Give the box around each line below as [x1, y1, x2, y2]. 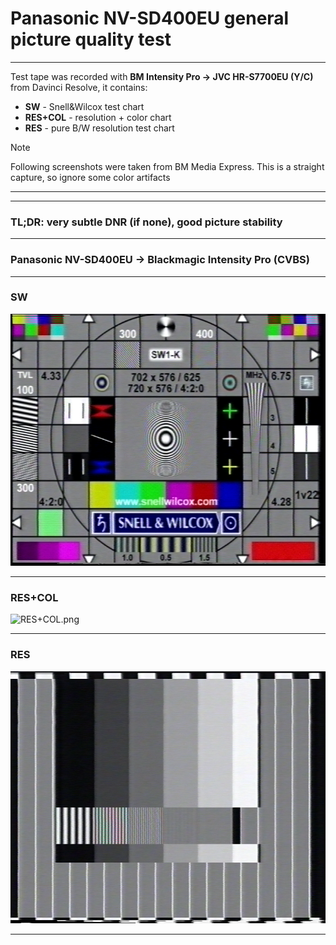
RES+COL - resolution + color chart [24, 111, 172, 123]
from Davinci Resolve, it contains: [10, 81, 148, 93]
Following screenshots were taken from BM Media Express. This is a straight [10, 160, 325, 172]
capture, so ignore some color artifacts [10, 171, 171, 183]
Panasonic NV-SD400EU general [10, 7, 290, 30]
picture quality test [10, 28, 172, 51]
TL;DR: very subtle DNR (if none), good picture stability [10, 215, 283, 229]
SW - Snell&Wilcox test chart [24, 100, 145, 112]
